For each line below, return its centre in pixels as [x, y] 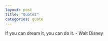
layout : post [19, 10]
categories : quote [24, 19]
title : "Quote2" [22, 14]
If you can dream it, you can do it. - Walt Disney [54, 33]
